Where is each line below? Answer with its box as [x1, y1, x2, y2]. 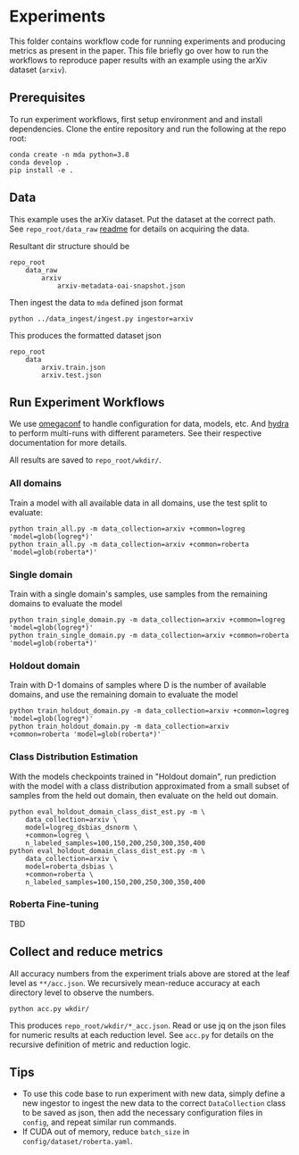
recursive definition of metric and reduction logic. [9, 1039, 192, 1050]
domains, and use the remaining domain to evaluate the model [9, 690, 238, 700]
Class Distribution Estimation [9, 750, 138, 763]
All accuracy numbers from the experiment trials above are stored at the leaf [9, 967, 290, 979]
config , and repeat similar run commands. [21, 1117, 177, 1127]
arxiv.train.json [41, 363, 105, 372]
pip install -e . [9, 165, 74, 175]
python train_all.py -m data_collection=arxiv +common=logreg [9, 524, 245, 533]
